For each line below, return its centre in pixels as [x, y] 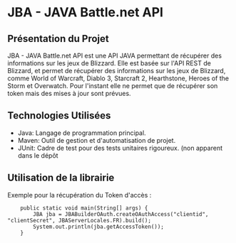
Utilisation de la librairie [61, 178]
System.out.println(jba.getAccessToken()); [98, 227]
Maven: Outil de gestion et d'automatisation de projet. [97, 140]
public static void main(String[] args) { [84, 208]
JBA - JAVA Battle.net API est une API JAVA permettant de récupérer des [115, 55]
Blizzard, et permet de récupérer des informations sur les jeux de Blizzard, [117, 71]
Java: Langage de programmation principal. [82, 133]
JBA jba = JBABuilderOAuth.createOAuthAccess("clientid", [121, 214]
